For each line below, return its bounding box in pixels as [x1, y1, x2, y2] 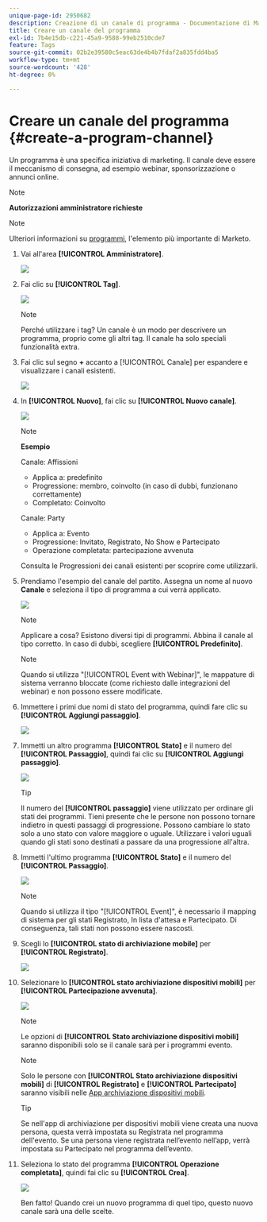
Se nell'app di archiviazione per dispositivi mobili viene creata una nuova [20, 1118, 258, 1128]
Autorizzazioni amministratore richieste [9, 203, 143, 212]
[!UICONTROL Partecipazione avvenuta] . [20, 986, 158, 996]
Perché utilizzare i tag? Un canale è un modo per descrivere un [20, 325, 227, 335]
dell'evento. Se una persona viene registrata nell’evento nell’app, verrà [20, 1135, 250, 1145]
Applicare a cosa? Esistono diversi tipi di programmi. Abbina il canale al [20, 630, 254, 640]
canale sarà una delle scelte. [20, 1206, 114, 1216]
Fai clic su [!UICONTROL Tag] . [20, 279, 121, 288]
